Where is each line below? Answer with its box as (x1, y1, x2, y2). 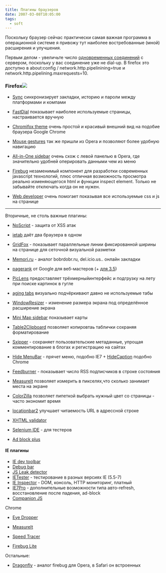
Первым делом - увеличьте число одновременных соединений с (5, 55, 144, 61)
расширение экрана (12, 305, 55, 311)
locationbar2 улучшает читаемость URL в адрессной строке (12, 408, 139, 414)
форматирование (12, 329, 49, 335)
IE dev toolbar (12, 458, 41, 464)
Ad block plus (12, 436, 41, 442)
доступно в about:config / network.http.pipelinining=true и (5, 65, 125, 71)
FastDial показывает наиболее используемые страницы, (12, 109, 132, 115)
